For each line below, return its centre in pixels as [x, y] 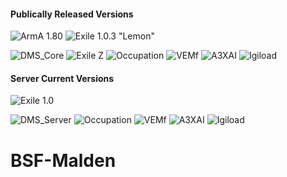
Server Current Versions [62, 78]
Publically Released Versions [72, 14]
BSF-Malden [63, 160]
